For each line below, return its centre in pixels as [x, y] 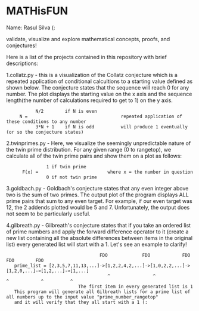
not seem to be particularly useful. [48, 214]
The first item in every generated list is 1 [136, 287]
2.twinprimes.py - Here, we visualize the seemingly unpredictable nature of [99, 143]
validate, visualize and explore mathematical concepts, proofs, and [88, 39]
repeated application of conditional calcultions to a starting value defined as [99, 81]
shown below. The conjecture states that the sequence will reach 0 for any [98, 87]
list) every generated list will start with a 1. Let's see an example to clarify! [97, 244]
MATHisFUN [37, 11]
